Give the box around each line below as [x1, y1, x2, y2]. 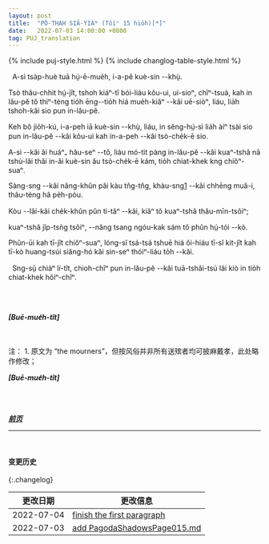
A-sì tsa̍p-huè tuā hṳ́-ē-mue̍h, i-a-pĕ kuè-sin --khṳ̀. [11, 72, 183, 82]
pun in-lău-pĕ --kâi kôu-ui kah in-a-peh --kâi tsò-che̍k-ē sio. [8, 131, 209, 141]
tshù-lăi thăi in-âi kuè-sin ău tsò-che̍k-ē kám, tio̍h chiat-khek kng [8, 157, 223, 166]
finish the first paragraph [71, 510, 166, 521]
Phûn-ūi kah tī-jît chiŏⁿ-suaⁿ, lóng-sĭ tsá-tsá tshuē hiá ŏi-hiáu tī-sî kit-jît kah [8, 238, 257, 248]
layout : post [8, 11, 52, 20]
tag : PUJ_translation [8, 34, 81, 42]
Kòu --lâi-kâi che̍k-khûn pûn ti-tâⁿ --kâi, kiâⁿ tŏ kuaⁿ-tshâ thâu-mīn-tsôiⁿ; [8, 206, 249, 216]
